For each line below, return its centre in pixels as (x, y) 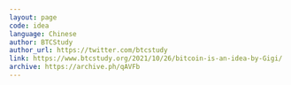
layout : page (33, 17)
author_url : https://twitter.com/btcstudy (88, 50)
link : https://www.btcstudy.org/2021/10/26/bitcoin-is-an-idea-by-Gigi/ (146, 58)
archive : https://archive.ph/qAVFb (75, 67)
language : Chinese (43, 34)
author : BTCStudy (41, 42)
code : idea (29, 26)
